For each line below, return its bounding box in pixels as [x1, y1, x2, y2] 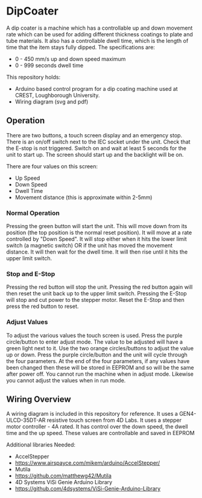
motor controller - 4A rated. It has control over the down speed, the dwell [6, 423, 188, 430]
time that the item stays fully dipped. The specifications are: [6, 44, 156, 51]
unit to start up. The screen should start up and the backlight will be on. [6, 151, 184, 158]
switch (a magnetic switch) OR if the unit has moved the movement [6, 242, 173, 249]
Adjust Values [6, 318, 48, 326]
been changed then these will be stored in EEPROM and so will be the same [6, 364, 194, 371]
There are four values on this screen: [6, 162, 98, 170]
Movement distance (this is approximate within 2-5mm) [14, 194, 153, 201]
